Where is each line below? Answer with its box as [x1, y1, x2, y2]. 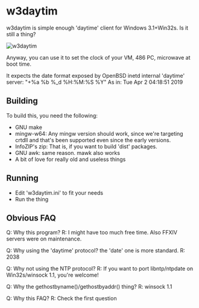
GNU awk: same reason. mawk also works [14, 149, 121, 156]
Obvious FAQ [6, 213, 56, 223]
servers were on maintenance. [6, 235, 82, 242]
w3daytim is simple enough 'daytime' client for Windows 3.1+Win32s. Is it [6, 24, 189, 31]
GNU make [14, 124, 42, 131]
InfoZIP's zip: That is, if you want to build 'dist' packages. [14, 143, 158, 150]
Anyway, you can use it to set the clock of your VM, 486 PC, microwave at [6, 54, 191, 61]
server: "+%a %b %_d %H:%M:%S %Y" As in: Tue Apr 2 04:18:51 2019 [6, 78, 183, 86]
